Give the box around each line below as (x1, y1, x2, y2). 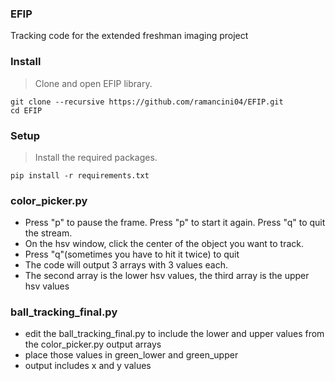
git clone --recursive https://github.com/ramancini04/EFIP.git (10, 97, 284, 107)
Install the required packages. (34, 151, 158, 163)
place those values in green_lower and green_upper (24, 349, 239, 361)
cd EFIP (10, 105, 43, 116)
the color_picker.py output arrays (24, 338, 162, 351)
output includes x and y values (24, 360, 152, 372)
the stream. (24, 227, 73, 239)
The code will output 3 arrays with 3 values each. (24, 259, 229, 271)
